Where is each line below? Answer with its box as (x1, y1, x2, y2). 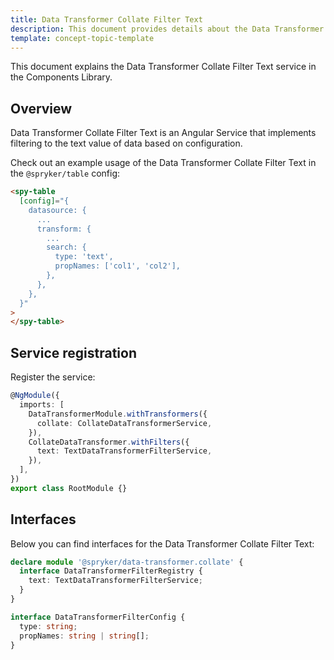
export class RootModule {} (10, 483, 128, 493)
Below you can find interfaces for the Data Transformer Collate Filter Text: (10, 537, 315, 550)
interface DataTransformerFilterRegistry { (19, 566, 203, 576)
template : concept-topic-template (10, 33, 155, 43)
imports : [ (19, 400, 65, 410)
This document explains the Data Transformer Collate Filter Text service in (10, 61, 317, 73)
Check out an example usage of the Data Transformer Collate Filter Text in (10, 157, 317, 169)
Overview (10, 100, 73, 117)
